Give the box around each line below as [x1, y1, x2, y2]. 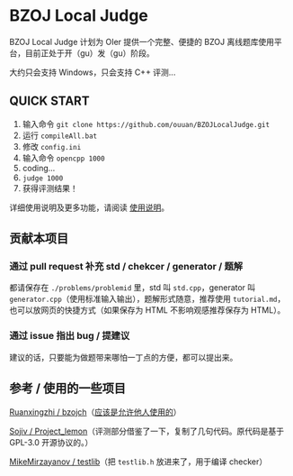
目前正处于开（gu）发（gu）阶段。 [24, 47, 155, 59]
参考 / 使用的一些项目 [9, 380, 127, 397]
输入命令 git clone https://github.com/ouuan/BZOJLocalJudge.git [22, 118, 271, 129]
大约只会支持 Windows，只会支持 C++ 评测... [9, 67, 176, 78]
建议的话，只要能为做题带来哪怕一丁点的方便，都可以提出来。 [9, 352, 238, 362]
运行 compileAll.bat [22, 130, 97, 141]
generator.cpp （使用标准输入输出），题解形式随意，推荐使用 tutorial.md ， [9, 294, 286, 305]
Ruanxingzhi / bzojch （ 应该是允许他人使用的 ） [9, 407, 182, 417]
